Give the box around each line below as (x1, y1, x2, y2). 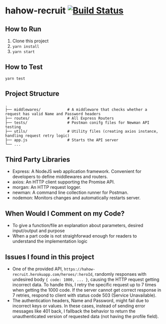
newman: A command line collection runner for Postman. (12, 189, 129, 196)
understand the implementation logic (12, 239, 88, 244)
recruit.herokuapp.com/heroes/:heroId (12, 272, 93, 277)
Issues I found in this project (5, 252, 95, 261)
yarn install (12, 44, 40, 49)
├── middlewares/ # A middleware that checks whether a (5, 107, 148, 112)
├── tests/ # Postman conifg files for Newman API (5, 120, 150, 125)
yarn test (5, 76, 26, 81)
